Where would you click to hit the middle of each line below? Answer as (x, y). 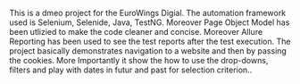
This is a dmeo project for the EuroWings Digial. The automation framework (148, 13)
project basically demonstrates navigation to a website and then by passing (148, 51)
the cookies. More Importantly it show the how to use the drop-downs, (139, 60)
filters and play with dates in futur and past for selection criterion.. (131, 70)
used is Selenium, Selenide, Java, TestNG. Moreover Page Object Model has (150, 22)
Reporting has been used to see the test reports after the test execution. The (150, 41)
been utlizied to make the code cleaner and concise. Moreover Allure (136, 32)
